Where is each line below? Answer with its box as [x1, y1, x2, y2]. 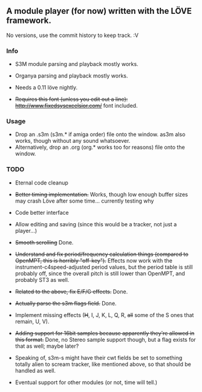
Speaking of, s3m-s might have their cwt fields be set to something [15, 354, 183, 361]
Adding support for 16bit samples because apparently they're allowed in [15, 329, 195, 336]
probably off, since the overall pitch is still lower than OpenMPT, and [15, 270, 186, 277]
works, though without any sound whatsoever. [15, 137, 131, 145]
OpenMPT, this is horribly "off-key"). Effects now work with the [15, 256, 172, 264]
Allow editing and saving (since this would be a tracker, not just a [15, 220, 177, 227]
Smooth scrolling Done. [15, 238, 74, 246]
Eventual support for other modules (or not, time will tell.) [15, 379, 158, 386]
